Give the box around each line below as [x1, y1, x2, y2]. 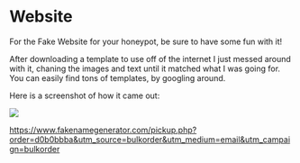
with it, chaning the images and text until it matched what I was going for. [9, 63, 281, 74]
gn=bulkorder [9, 143, 60, 154]
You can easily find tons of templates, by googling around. [9, 72, 226, 83]
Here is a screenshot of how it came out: [9, 90, 160, 101]
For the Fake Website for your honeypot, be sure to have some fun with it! [9, 36, 283, 47]
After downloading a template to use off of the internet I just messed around [9, 53, 291, 64]
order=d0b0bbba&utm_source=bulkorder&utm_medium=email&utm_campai [9, 133, 291, 145]
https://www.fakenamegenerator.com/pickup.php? [9, 124, 197, 135]
